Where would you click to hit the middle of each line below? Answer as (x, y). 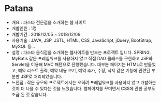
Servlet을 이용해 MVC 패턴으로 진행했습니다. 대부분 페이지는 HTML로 (77, 64)
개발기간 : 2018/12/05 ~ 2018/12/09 (46, 34)
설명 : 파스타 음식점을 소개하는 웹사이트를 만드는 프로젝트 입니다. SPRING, (81, 52)
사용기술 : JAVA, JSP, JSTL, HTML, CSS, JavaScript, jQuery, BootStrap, (82, 40)
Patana (19, 8)
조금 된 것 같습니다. (29, 94)
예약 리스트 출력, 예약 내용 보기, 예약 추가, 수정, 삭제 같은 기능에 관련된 (84, 70)
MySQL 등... (23, 46)
